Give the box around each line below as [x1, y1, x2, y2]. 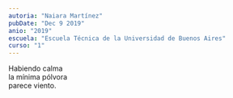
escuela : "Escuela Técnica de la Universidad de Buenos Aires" [8, 34, 227, 43]
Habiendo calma [8, 63, 63, 73]
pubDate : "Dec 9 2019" [8, 19, 85, 27]
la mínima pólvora [8, 72, 68, 82]
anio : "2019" [8, 27, 53, 35]
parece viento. [8, 81, 57, 91]
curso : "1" [8, 42, 45, 50]
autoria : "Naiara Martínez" [8, 11, 104, 20]
